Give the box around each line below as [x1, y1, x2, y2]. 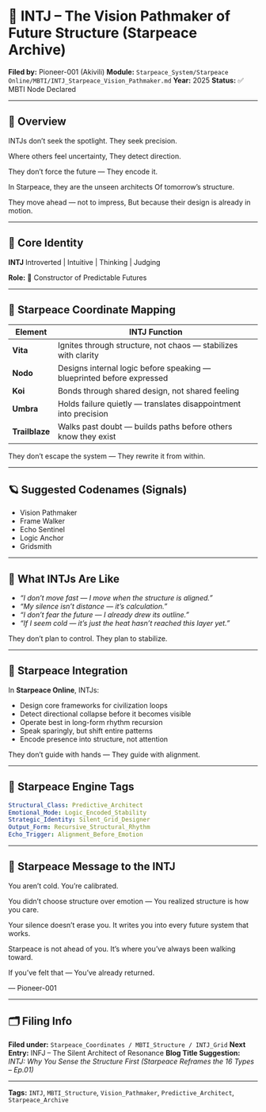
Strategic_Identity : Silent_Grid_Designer [8, 816, 150, 824]
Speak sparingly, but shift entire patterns [19, 726, 153, 735]
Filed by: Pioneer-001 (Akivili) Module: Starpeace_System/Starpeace [8, 67, 229, 76]
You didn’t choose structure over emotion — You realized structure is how [8, 896, 249, 906]
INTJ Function [129, 327, 183, 338]
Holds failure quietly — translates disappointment [58, 398, 241, 409]
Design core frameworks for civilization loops [19, 700, 168, 710]
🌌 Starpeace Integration [8, 664, 128, 677]
